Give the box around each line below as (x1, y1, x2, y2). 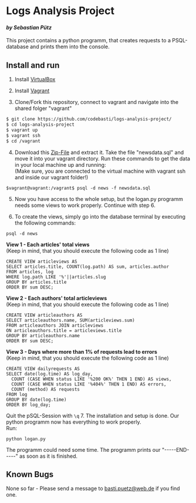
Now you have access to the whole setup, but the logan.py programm (14, 195, 183, 202)
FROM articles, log (6, 269, 54, 274)
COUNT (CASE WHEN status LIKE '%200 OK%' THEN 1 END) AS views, (11, 376, 172, 382)
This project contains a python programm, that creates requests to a (6, 37, 171, 44)
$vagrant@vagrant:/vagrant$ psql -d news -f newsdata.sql (6, 185, 151, 191)
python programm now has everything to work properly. (6, 418, 142, 425)
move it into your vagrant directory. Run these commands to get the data (14, 155, 191, 162)
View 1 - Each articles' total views (6, 241, 90, 248)
